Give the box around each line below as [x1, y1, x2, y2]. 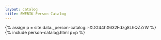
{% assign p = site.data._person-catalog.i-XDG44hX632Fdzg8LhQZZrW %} [5, 24, 156, 30]
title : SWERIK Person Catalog [5, 11, 66, 16]
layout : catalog [5, 7, 38, 12]
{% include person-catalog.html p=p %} [5, 30, 85, 35]
